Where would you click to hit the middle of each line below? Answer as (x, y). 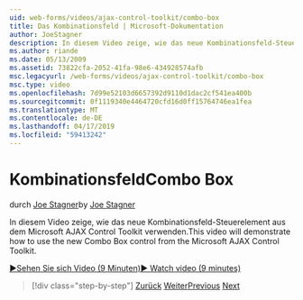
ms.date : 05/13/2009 (48, 59)
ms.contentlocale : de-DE (56, 118)
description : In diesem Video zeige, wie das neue (106, 43)
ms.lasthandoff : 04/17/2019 (62, 127)
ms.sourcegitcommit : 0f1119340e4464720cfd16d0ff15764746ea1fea (131, 101)
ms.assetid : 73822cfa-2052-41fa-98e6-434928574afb (106, 68)
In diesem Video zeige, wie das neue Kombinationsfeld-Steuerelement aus (147, 222)
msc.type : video (40, 85)
